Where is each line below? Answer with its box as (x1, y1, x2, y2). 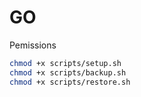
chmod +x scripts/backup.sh (9, 67, 127, 78)
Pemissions (9, 39, 57, 51)
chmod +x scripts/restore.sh (9, 77, 131, 87)
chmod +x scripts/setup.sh (9, 58, 122, 68)
